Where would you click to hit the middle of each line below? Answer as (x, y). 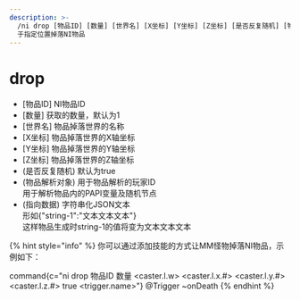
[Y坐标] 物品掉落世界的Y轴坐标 (79, 149)
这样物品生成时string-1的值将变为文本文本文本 (107, 227)
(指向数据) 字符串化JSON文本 (76, 204)
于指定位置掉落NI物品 (51, 34)
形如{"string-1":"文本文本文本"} (79, 216)
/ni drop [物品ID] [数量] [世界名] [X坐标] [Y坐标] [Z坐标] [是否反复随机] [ (152, 26)
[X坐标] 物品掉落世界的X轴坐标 (79, 137)
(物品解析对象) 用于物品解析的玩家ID (89, 182)
